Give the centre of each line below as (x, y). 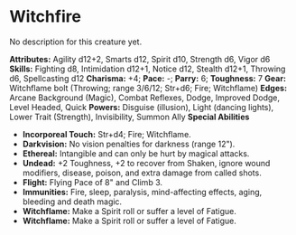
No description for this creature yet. (76, 42)
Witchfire (45, 17)
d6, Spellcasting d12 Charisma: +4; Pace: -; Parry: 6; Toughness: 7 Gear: (148, 78)
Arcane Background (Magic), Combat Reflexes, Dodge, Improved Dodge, (145, 98)
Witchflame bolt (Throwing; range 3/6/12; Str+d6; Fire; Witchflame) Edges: (148, 88)
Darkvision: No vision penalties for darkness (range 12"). (129, 144)
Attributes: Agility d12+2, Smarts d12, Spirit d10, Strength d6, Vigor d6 (140, 59)
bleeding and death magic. (72, 202)
